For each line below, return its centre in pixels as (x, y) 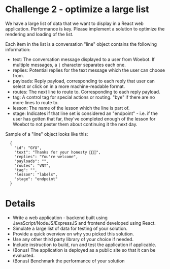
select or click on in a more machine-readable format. (69, 86)
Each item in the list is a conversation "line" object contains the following (81, 44)
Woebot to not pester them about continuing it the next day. (75, 124)
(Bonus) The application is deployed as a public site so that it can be (84, 250)
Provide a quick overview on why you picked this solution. (73, 234)
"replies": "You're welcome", (46, 157)
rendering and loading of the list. (39, 34)
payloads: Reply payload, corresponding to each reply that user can (83, 81)
